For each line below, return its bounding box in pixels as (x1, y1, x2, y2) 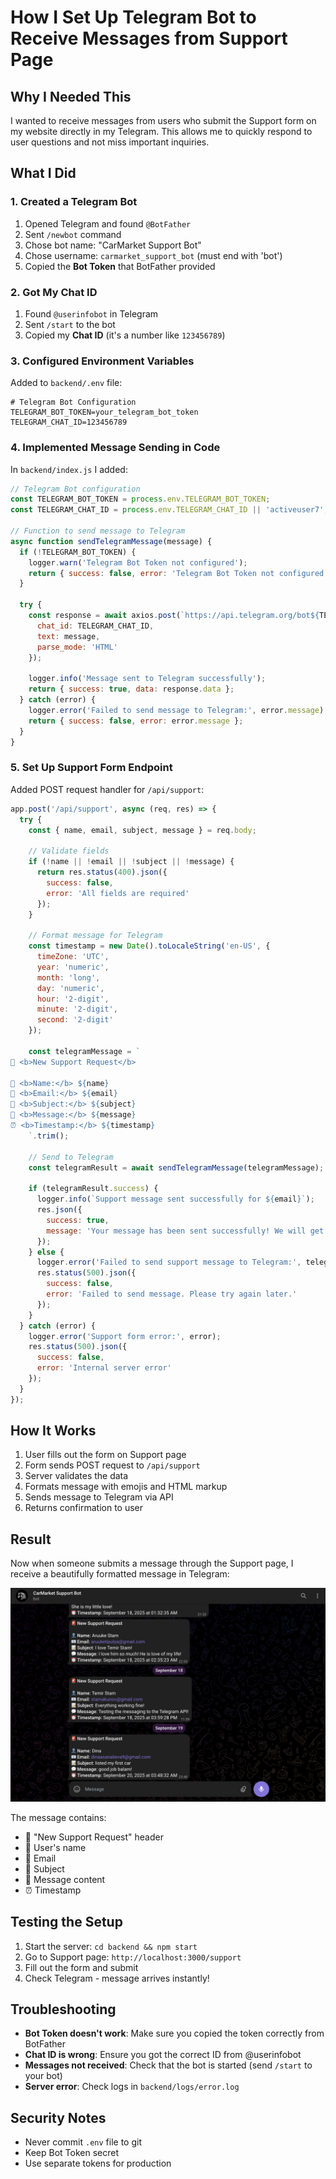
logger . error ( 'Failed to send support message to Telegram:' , (36, 1257, 302, 1268)
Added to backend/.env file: (10, 377, 123, 389)
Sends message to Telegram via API (24, 1491, 174, 1503)
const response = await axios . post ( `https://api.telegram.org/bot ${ (28, 611, 320, 621)
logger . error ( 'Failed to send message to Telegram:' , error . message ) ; (28, 705, 329, 715)
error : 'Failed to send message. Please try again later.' (46, 1289, 298, 1299)
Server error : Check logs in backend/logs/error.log (24, 2081, 240, 2093)
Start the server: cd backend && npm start (24, 1940, 198, 1952)
